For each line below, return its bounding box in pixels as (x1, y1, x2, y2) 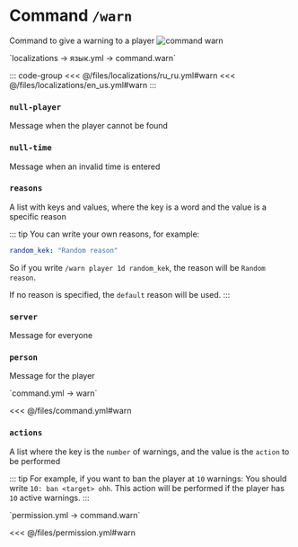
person (9, 352, 39, 363)
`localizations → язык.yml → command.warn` (9, 52, 177, 63)
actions (9, 428, 43, 438)
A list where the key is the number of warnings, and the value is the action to (9, 446, 290, 457)
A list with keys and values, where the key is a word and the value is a (9, 202, 267, 212)
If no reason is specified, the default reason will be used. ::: (9, 289, 231, 300)
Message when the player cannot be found (9, 121, 169, 131)
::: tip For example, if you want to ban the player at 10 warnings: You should (9, 473, 287, 484)
